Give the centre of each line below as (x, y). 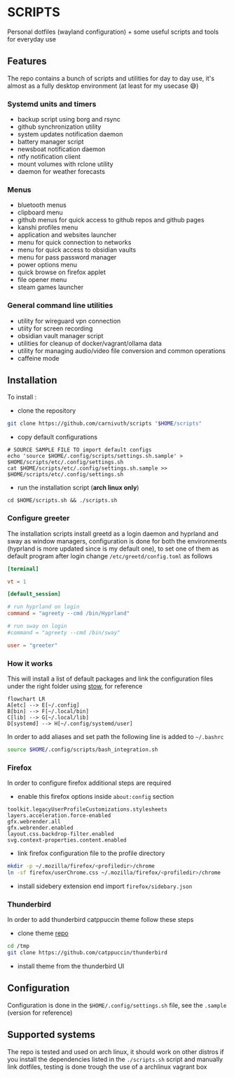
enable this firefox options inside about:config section (96, 797)
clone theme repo (43, 933)
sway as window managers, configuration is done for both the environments (117, 541)
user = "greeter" (33, 645)
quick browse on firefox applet (62, 272)
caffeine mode (38, 358)
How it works (30, 663)
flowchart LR (26, 699)
